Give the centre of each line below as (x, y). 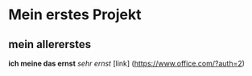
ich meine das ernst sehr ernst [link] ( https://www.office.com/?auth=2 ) (127, 63)
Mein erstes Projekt (75, 15)
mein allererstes (50, 44)
